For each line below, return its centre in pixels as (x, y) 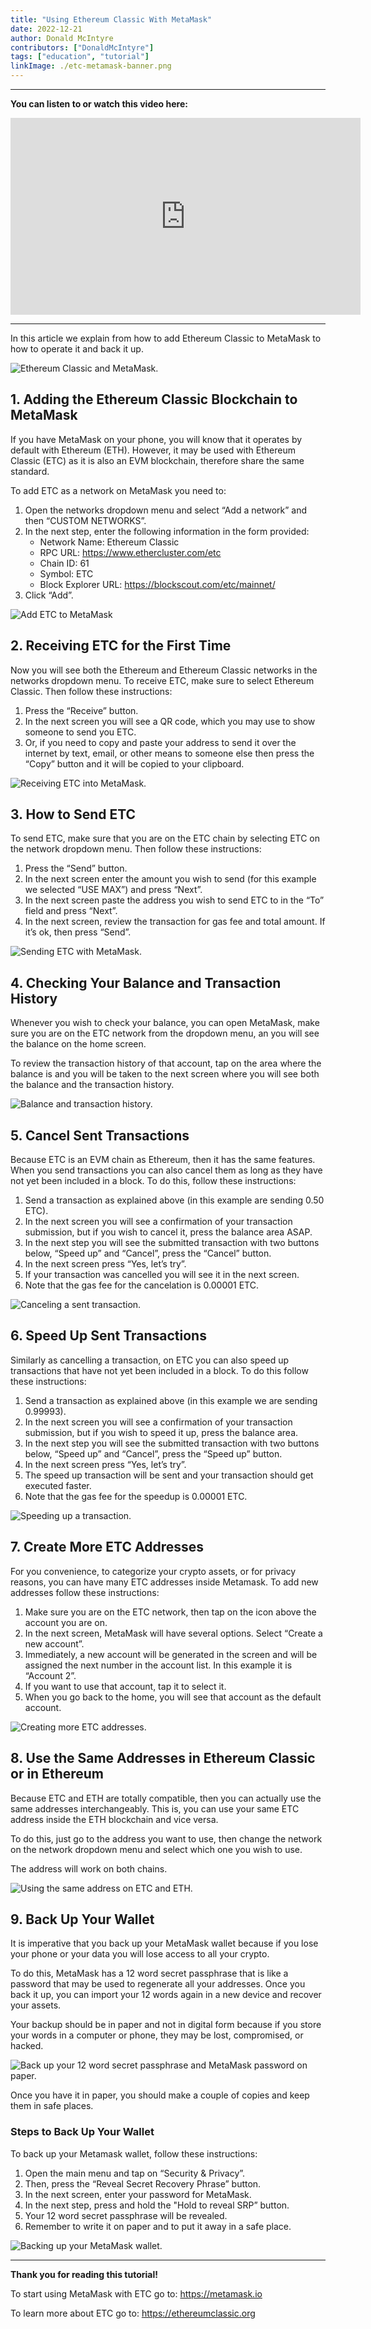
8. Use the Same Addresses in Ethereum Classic (163, 1758)
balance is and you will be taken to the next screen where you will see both (165, 1074)
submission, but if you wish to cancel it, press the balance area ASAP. (168, 1232)
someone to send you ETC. (80, 732)
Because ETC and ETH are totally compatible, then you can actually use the (166, 1798)
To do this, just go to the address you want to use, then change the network (166, 1838)
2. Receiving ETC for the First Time (121, 646)
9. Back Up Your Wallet (82, 1919)
